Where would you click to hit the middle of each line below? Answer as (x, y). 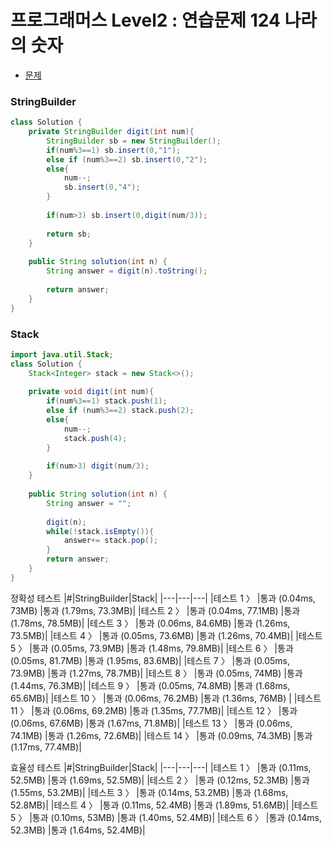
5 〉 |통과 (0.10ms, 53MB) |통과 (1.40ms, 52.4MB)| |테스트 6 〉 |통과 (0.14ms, (166, 817)
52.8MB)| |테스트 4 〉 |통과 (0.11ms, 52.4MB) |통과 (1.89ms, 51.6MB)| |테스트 (164, 805)
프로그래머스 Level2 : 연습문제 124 (145, 20)
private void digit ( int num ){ (91, 392)
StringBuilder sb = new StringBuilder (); (134, 141)
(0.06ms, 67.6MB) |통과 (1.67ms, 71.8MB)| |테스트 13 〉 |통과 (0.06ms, (151, 723)
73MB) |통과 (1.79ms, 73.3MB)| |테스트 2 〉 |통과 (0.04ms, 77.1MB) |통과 (155, 610)
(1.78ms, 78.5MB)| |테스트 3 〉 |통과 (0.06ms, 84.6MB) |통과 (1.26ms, (150, 623)
